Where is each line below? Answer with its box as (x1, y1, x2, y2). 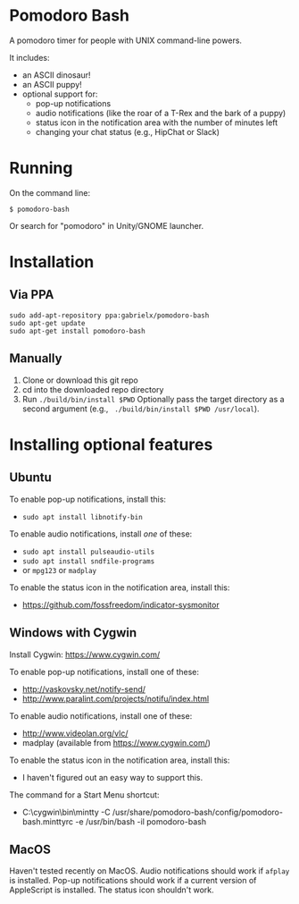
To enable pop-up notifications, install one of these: (9, 666, 199, 677)
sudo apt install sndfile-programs (21, 556, 155, 566)
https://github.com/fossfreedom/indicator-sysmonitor (21, 599, 220, 610)
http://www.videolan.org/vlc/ (21, 728, 129, 739)
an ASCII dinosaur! (21, 69, 91, 80)
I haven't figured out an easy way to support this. (21, 772, 203, 782)
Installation (9, 252, 95, 273)
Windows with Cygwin (9, 625, 137, 640)
